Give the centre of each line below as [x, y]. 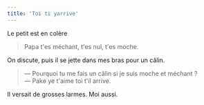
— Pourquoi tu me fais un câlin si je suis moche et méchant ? [111, 73]
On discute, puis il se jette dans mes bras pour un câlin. [86, 60]
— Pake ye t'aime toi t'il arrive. [67, 81]
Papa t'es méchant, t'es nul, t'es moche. [81, 46]
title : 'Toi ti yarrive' [43, 13]
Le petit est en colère [37, 33]
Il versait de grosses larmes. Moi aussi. [63, 94]
